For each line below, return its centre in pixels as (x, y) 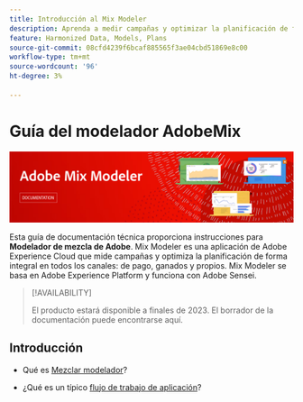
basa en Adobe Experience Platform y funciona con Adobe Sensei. (133, 275)
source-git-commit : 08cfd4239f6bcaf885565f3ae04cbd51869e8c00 (129, 48)
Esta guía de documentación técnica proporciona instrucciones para (136, 237)
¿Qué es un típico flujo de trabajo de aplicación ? (112, 387)
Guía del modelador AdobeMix (125, 131)
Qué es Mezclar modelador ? (75, 370)
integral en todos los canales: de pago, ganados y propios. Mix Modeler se (148, 265)
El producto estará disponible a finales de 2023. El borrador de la (152, 310)
